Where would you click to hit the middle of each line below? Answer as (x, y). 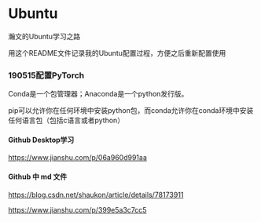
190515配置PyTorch (46, 75)
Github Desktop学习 (41, 140)
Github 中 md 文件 (38, 177)
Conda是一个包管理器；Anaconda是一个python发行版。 (98, 94)
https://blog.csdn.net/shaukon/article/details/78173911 (96, 195)
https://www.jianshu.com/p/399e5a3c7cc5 (77, 209)
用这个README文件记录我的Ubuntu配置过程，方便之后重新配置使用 (117, 53)
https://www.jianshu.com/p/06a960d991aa (78, 158)
